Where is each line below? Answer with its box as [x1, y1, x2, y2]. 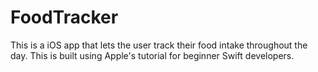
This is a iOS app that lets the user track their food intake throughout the [10, 39, 308, 51]
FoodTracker [10, 6, 119, 29]
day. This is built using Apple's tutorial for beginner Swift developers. [10, 49, 295, 61]
